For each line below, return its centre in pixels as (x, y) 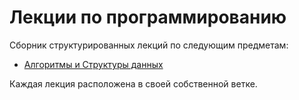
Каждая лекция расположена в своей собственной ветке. (133, 83)
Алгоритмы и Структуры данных (93, 64)
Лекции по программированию (148, 17)
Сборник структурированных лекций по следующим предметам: (149, 45)
